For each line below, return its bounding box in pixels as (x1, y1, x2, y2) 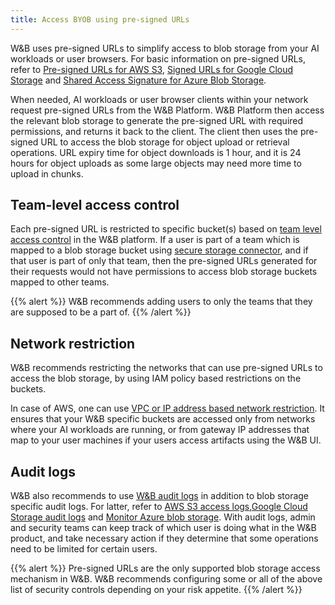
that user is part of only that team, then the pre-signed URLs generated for (10, 255, 318, 267)
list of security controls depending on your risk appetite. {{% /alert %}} (10, 584, 303, 596)
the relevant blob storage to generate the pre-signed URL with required (10, 114, 304, 126)
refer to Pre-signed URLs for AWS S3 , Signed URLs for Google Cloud (10, 63, 294, 75)
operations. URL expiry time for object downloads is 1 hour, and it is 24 (10, 146, 302, 158)
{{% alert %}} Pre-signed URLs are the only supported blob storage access (10, 562, 321, 575)
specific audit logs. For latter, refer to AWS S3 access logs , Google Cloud (10, 501, 308, 513)
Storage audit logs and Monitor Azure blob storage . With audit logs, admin (10, 511, 316, 523)
